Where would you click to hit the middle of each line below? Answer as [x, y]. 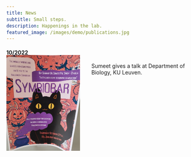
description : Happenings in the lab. [54, 26]
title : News [21, 13]
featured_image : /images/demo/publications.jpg [68, 32]
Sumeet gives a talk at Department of [138, 66]
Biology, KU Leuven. [117, 73]
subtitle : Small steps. [37, 19]
